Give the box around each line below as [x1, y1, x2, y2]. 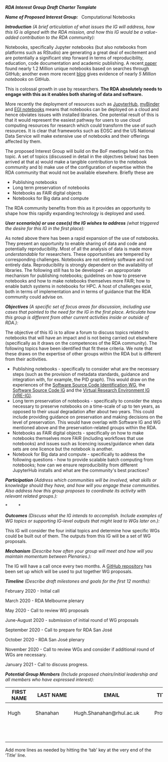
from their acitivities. [5, 356, 47, 362]
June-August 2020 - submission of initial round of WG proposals [5, 617, 139, 623]
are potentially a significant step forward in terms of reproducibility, [5, 55, 144, 61]
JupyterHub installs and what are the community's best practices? [12, 467, 149, 473]
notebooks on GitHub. [5, 76, 50, 82]
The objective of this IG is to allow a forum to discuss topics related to [5, 329, 149, 335]
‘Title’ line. [5, 752, 26, 758]
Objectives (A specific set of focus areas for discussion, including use [5, 304, 151, 310]
